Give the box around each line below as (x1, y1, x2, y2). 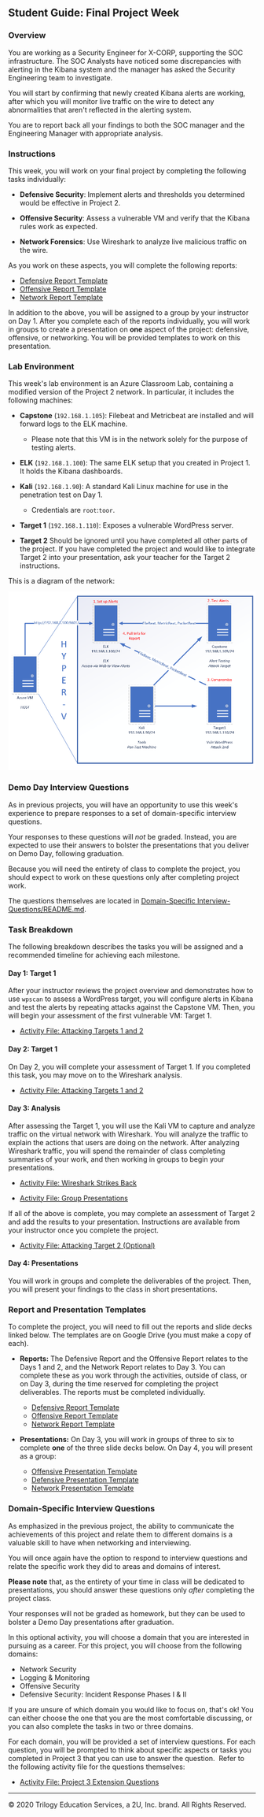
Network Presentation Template (31, 1484, 134, 1493)
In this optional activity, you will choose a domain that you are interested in (8, 1632, 250, 1641)
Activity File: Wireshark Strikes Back (19, 1177, 137, 1188)
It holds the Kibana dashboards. (19, 466, 123, 476)
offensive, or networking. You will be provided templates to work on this (8, 332, 241, 342)
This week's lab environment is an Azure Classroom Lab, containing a (8, 379, 234, 388)
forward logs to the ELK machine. (19, 419, 128, 428)
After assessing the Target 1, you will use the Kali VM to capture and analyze (8, 1121, 255, 1130)
